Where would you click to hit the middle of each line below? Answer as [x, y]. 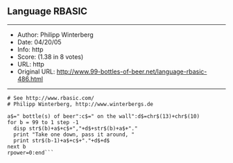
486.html [30, 78]
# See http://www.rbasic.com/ [51, 98]
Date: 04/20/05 [39, 42]
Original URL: [36, 71]
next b [17, 146]
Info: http [30, 49]
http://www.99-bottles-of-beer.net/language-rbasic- [132, 71]
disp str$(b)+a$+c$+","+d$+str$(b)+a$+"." [76, 128]
